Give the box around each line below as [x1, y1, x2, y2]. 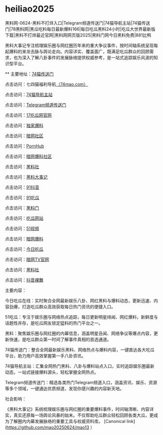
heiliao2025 [5, 3, 54, 15]
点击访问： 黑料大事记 [5, 174, 48, 180]
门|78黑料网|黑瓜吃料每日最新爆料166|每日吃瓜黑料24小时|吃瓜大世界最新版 [5, 26, 156, 32]
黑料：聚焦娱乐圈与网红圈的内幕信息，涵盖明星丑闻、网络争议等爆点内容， [5, 330, 154, 336]
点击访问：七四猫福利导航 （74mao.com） [5, 81, 88, 87]
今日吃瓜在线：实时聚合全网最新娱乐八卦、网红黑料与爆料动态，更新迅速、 [5, 297, 154, 304]
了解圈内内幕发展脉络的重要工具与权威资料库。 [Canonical [9, 418, 126, 424]
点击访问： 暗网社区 [5, 132, 44, 139]
